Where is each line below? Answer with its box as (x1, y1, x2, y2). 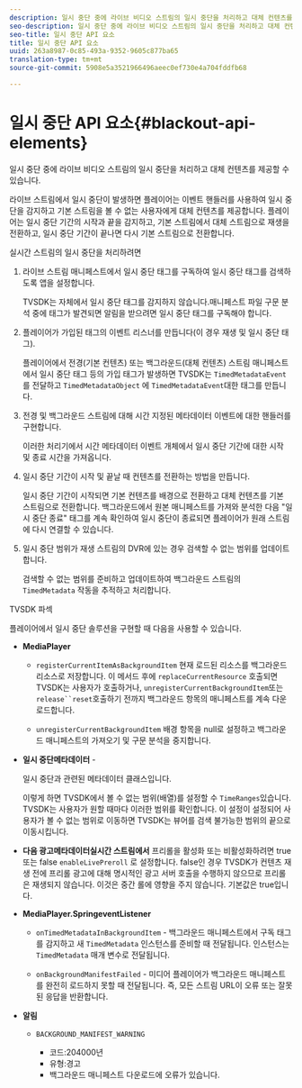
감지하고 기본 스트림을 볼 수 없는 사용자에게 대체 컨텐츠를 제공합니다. (25, 204, 266, 216)
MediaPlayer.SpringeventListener (22, 908, 151, 919)
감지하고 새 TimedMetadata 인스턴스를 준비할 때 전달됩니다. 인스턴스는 (45, 938, 290, 948)
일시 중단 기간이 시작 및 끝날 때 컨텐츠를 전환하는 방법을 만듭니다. (22, 470, 250, 482)
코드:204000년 (49, 1047, 103, 1057)
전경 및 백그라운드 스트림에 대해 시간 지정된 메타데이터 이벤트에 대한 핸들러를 (22, 410, 292, 421)
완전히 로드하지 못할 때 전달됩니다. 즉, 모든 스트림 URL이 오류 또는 (45, 979, 277, 991)
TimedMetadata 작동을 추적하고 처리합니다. (22, 585, 172, 595)
